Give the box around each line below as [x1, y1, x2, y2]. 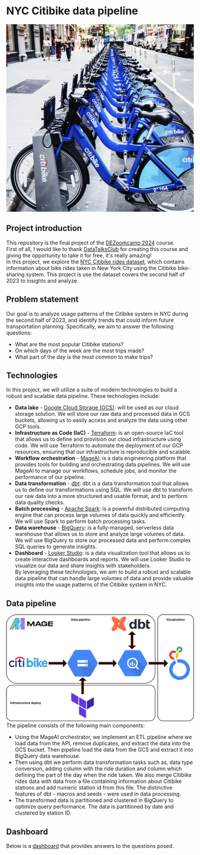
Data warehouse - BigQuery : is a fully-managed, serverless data [14, 524, 174, 531]
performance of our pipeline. [14, 474, 86, 481]
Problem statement [6, 295, 79, 305]
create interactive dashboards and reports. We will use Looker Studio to [14, 556, 191, 563]
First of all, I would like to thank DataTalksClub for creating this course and [6, 245, 189, 252]
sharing [6, 271, 25, 278]
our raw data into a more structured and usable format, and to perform [14, 493, 188, 500]
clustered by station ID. [14, 809, 72, 816]
